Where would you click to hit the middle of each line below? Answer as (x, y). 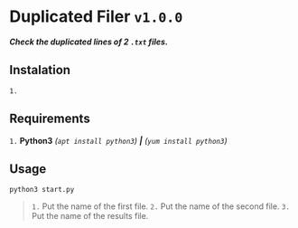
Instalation (40, 70)
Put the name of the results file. (90, 216)
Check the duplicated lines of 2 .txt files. (89, 42)
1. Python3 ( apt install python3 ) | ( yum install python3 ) (118, 140)
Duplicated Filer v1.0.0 (96, 17)
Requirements (50, 119)
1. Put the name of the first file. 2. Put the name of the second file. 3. (161, 206)
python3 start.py (42, 190)
